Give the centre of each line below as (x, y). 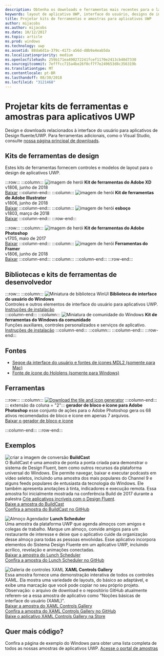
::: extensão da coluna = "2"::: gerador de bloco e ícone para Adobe (74, 405)
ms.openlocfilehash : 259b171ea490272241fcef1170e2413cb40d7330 (71, 60)
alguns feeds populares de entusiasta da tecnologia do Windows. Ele (74, 483)
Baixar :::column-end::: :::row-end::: (41, 219)
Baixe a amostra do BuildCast (35, 504)
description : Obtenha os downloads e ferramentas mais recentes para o (79, 10)
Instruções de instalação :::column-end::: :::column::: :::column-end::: (74, 330)
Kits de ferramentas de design (52, 156)
